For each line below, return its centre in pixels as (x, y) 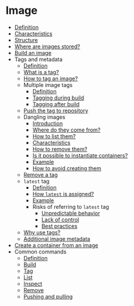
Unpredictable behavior (71, 213)
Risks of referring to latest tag (71, 206)
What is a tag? (41, 72)
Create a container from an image (56, 245)
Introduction (47, 123)
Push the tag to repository (56, 110)
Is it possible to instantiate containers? (80, 155)
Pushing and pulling (48, 296)
